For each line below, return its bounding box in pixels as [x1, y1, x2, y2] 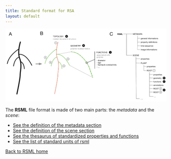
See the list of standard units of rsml [12, 139, 90, 145]
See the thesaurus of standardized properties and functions [12, 133, 139, 139]
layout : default [5, 13, 40, 19]
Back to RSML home [5, 148, 49, 154]
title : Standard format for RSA [5, 8, 74, 13]
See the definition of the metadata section [12, 122, 102, 128]
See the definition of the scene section [12, 128, 95, 134]
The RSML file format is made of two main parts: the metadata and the [5, 107, 155, 113]
